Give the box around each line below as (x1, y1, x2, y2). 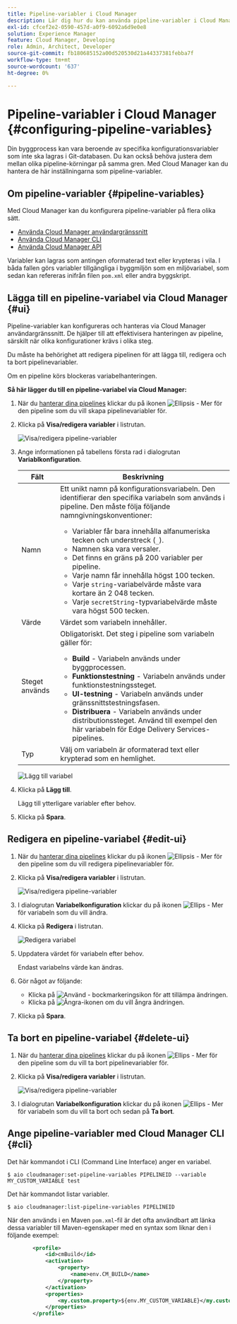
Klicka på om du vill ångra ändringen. (28, 998, 185, 1006)
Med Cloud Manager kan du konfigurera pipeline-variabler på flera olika (7, 207, 217, 215)
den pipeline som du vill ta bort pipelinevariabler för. (17, 1058, 169, 1067)
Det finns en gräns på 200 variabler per (72, 553, 203, 563)
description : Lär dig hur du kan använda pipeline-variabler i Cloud (7, 17, 217, 24)
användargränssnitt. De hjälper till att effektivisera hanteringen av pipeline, (7, 330, 224, 338)
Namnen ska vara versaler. (72, 544, 161, 554)
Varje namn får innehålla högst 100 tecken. (72, 571, 215, 581)
